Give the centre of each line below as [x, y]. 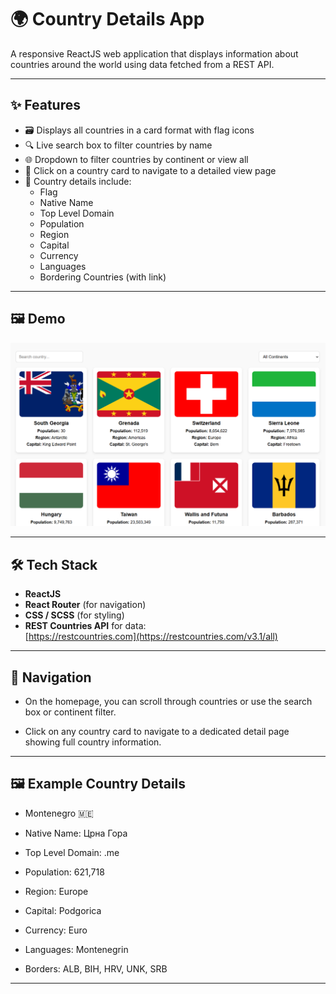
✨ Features [45, 105]
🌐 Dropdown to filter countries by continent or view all [136, 159]
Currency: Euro [56, 930]
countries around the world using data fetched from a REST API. [142, 64]
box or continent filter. [70, 712]
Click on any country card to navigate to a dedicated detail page [157, 732]
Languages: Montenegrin [76, 949]
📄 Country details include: [78, 181]
